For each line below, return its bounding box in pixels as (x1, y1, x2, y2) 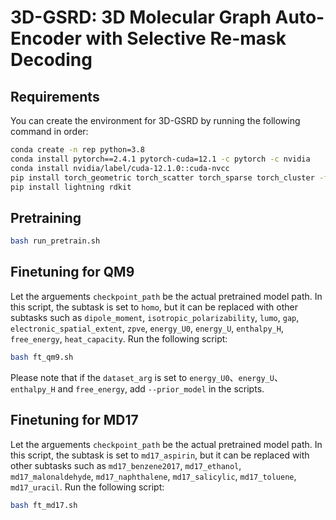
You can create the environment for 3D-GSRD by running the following (10, 115, 301, 126)
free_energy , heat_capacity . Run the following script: (10, 332, 228, 345)
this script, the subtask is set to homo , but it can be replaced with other (10, 301, 298, 313)
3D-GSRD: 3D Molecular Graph (10, 6, 272, 29)
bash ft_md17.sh (10, 500, 78, 510)
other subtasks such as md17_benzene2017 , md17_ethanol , (10, 459, 242, 471)
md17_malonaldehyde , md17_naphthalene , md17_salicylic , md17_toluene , (10, 470, 297, 482)
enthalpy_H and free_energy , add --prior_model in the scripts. (10, 382, 265, 395)
